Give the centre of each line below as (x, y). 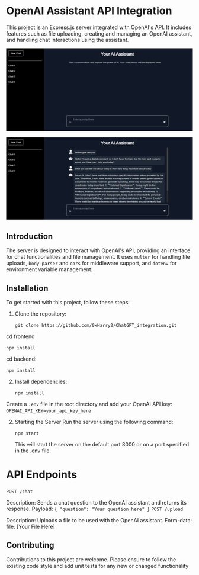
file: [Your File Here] (31, 526)
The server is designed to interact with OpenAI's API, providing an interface (98, 250)
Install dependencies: (41, 381)
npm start (27, 433)
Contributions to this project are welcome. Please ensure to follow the (91, 559)
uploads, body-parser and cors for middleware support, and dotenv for (92, 263)
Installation (27, 288)
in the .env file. (33, 451)
